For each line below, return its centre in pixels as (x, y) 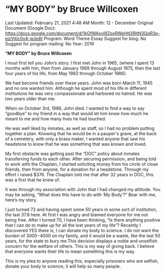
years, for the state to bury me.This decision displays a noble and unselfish (81, 241)
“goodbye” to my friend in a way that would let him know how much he (77, 113)
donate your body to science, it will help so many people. (63, 266)
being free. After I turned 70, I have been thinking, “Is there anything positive (83, 220)
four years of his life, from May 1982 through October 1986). (66, 73)
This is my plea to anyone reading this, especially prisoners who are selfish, (82, 261)
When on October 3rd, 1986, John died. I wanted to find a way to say (75, 108)
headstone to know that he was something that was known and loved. (76, 144)
